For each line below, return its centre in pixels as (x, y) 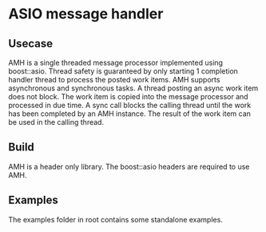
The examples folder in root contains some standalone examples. (116, 219)
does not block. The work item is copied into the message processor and (129, 96)
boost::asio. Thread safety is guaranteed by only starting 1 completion (123, 71)
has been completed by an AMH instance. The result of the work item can (130, 114)
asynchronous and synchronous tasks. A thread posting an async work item (133, 88)
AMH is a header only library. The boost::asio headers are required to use (129, 166)
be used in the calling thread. (56, 122)
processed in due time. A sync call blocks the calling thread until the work (130, 105)
